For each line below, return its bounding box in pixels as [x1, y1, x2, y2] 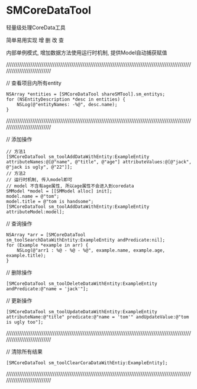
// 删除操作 [6, 269, 33, 276]
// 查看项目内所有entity [6, 79, 62, 86]
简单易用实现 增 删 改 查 [6, 36, 64, 43]
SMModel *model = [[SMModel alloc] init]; [6, 188, 112, 194]
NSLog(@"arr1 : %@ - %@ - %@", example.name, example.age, [17, 247, 166, 253]
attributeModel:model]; [6, 208, 65, 215]
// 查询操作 [6, 220, 33, 227]
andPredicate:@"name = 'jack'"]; [6, 285, 89, 292]
